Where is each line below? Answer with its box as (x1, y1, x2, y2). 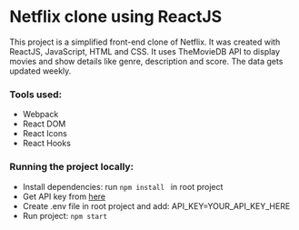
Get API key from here (22, 191, 106, 202)
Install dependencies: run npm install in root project (22, 181, 224, 192)
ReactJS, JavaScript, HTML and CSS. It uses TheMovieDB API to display (9, 45, 280, 56)
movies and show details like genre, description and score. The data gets (9, 55, 284, 66)
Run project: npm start (22, 210, 107, 221)
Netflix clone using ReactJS (9, 6, 223, 27)
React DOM (22, 118, 66, 129)
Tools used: (9, 88, 63, 101)
